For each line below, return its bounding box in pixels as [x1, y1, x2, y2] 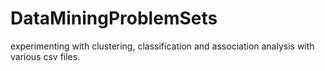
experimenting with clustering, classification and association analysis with [10, 40, 315, 52]
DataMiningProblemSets [10, 7, 218, 30]
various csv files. [10, 50, 81, 62]
